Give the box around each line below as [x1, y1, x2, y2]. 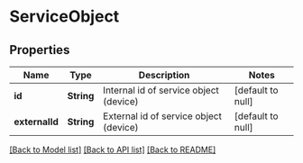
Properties [9, 42, 70, 58]
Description [138, 69, 190, 81]
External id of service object [103, 110, 223, 122]
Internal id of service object [103, 84, 219, 96]
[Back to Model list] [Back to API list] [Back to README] [9, 144, 216, 155]
